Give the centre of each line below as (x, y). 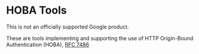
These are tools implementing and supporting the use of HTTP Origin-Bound (100, 38)
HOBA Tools (37, 10)
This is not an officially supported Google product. (68, 27)
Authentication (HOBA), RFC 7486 (48, 45)
